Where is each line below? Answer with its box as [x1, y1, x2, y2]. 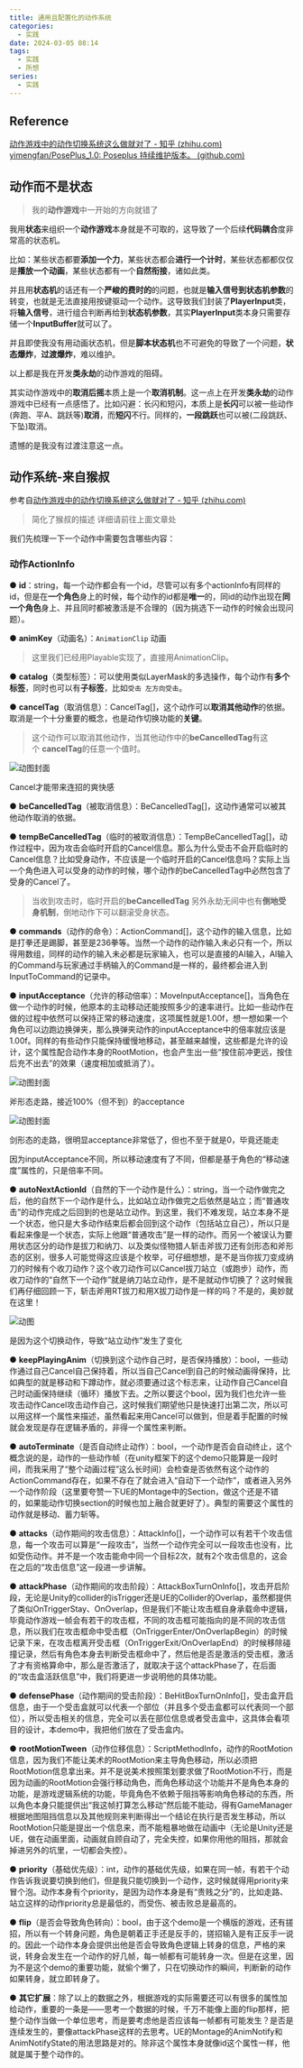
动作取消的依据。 [16, 813, 81, 823]
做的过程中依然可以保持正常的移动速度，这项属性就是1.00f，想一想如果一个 [9, 1013, 289, 1024]
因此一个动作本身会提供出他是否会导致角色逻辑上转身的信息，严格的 [24, 1940, 278, 1951]
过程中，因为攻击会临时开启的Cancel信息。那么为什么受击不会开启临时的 [16, 842, 289, 853]
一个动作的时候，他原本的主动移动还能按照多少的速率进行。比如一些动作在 [16, 1002, 294, 1013]
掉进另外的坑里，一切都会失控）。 [9, 1845, 133, 1856]
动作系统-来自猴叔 [9, 469, 110, 484]
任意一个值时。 [89, 743, 146, 754]
